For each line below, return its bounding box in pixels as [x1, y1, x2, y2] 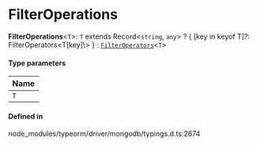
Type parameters [8, 58, 66, 68]
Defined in [8, 111, 43, 121]
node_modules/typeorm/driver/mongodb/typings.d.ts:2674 [8, 129, 201, 139]
